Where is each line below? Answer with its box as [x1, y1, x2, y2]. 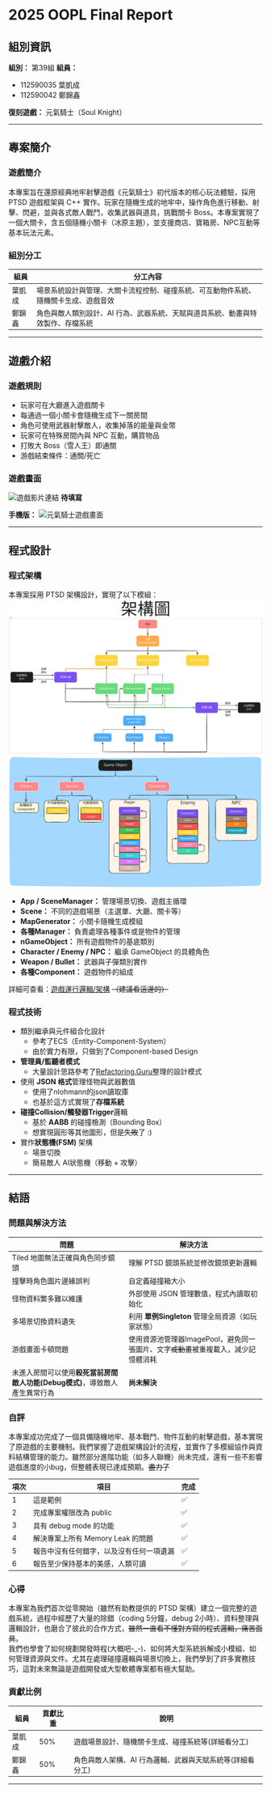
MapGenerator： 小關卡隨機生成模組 [19, 916, 144, 926]
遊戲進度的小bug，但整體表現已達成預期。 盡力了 [8, 1462, 170, 1472]
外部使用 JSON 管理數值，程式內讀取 [128, 1288, 251, 1298]
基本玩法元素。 [8, 227, 58, 237]
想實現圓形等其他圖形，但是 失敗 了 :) [31, 1127, 152, 1137]
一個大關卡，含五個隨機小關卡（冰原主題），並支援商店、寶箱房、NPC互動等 [8, 217, 261, 227]
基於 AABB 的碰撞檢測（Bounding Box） [31, 1117, 167, 1126]
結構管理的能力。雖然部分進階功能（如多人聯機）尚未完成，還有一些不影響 [15, 1452, 263, 1462]
